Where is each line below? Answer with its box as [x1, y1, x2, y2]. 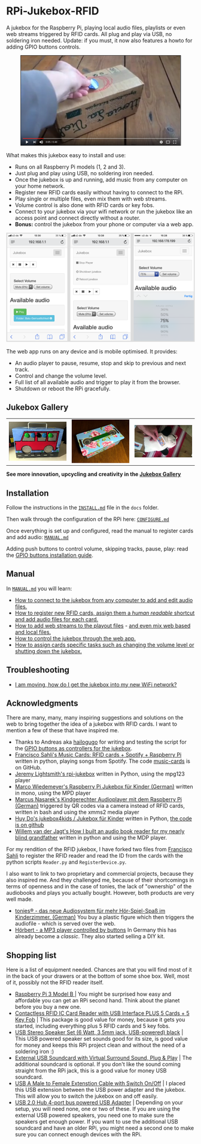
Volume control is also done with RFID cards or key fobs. [14, 201, 154, 208]
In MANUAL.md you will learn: [6, 585, 72, 592]
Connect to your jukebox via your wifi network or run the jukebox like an [14, 208, 193, 215]
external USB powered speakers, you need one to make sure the [14, 1112, 174, 1119]
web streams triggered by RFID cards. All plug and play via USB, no [6, 30, 172, 37]
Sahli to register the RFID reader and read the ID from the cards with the [6, 852, 184, 860]
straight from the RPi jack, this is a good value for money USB [14, 1067, 167, 1074]
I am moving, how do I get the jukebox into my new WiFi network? [14, 681, 177, 688]
